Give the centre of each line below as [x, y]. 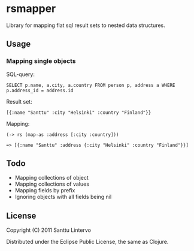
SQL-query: [20, 74]
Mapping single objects [41, 61]
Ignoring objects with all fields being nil [63, 197]
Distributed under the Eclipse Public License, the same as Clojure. [87, 242]
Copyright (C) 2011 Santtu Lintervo [49, 230]
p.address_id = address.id [40, 90]
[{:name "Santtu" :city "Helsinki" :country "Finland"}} [79, 113]
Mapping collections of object [51, 178]
